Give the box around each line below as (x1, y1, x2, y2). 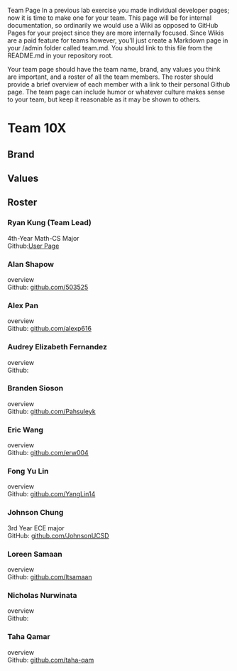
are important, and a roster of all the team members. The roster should (7, 72, 214, 81)
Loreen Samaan (7, 549, 62, 559)
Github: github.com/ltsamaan (7, 573, 92, 582)
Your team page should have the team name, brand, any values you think (7, 65, 221, 73)
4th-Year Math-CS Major (7, 234, 79, 242)
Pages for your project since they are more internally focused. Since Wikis (7, 28, 224, 37)
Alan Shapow (7, 259, 55, 269)
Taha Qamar (7, 632, 51, 642)
